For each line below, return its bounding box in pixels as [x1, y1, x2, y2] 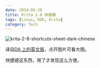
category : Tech [5, 21, 38, 27]
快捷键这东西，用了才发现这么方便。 [5, 57, 82, 63]
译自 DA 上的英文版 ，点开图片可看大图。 [5, 47, 90, 53]
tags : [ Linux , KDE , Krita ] [5, 17, 63, 22]
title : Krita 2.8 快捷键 [5, 12, 56, 17]
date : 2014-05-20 [5, 7, 43, 13]
